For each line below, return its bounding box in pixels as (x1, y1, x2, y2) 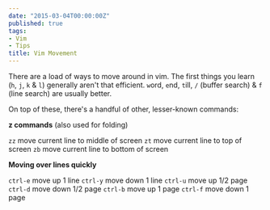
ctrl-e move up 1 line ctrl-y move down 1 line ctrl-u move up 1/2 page (8, 175, 248, 185)
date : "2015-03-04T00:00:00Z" (8, 11, 111, 20)
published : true (8, 19, 63, 27)
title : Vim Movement (8, 49, 78, 57)
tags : (8, 27, 27, 35)
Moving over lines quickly (8, 160, 97, 170)
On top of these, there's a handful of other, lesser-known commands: (8, 104, 239, 114)
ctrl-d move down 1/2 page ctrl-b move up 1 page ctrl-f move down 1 (8, 184, 249, 194)
